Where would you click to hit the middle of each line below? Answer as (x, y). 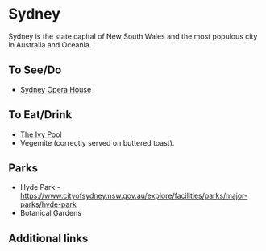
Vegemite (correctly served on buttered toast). (97, 142)
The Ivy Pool (41, 134)
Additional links (48, 238)
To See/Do (35, 70)
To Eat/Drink (40, 115)
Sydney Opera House (56, 89)
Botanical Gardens (51, 213)
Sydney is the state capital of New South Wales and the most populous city (133, 36)
